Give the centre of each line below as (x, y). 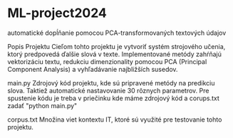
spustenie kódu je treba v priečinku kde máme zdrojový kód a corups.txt (113, 98)
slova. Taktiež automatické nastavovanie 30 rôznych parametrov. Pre (108, 90)
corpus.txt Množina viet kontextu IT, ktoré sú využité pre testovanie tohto (115, 120)
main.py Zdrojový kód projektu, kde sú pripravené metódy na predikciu (111, 83)
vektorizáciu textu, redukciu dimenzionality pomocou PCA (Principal (107, 61)
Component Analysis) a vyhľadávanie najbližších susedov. (93, 69)
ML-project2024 (57, 13)
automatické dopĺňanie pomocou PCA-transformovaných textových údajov (117, 33)
